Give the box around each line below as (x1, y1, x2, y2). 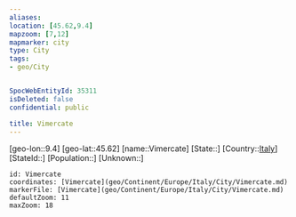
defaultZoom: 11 (9, 193, 69, 203)
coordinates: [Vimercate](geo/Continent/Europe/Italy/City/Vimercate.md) (9, 178, 289, 187)
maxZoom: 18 (9, 201, 53, 210)
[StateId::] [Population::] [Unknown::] (9, 153, 144, 164)
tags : (9, 54, 29, 63)
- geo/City (9, 63, 50, 72)
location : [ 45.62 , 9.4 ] (9, 21, 93, 30)
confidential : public (9, 103, 90, 112)
